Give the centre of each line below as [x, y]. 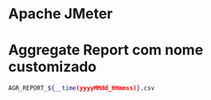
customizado [53, 67]
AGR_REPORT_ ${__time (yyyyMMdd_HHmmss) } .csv [82, 88]
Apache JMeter [61, 14]
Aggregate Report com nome [106, 50]
